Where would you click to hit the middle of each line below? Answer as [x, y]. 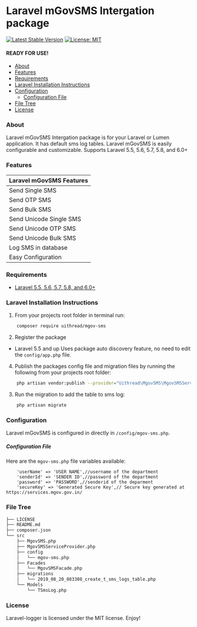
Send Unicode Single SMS [45, 219]
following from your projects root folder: [63, 372]
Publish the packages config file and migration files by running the [95, 366]
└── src [16, 536]
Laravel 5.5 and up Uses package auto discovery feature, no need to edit [102, 349]
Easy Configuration [35, 257]
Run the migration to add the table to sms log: [69, 395]
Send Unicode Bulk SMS [43, 238]
